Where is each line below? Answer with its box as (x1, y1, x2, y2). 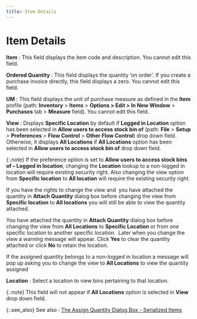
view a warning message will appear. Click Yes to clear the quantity (6, 235, 170, 242)
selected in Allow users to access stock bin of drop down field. (6, 144, 161, 151)
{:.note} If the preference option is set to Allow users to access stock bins (6, 156, 188, 163)
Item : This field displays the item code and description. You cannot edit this (6, 54, 191, 61)
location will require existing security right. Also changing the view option (6, 168, 185, 175)
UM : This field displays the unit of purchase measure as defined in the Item (6, 95, 191, 102)
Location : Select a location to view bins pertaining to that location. (6, 277, 169, 284)
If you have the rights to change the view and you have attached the (6, 186, 173, 193)
